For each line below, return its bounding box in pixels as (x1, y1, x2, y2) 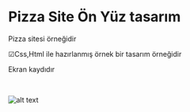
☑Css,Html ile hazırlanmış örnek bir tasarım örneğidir (8, 49, 182, 58)
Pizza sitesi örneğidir (8, 34, 77, 43)
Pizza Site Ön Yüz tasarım (8, 8, 181, 26)
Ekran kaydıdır (8, 64, 55, 74)
